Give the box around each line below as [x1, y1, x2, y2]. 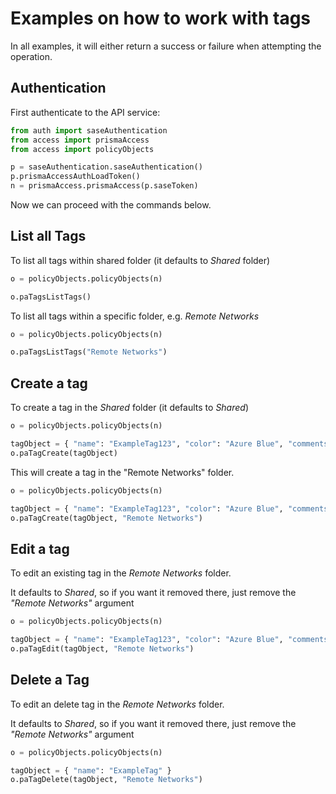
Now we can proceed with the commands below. [10, 199, 212, 211]
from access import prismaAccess [10, 135, 150, 145]
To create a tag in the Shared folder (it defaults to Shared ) [10, 402, 250, 414]
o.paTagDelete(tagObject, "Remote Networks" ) [10, 775, 203, 785]
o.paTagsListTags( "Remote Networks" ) [10, 347, 168, 357]
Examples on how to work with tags [10, 7, 312, 30]
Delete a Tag [10, 672, 90, 689]
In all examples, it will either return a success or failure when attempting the [10, 40, 322, 52]
